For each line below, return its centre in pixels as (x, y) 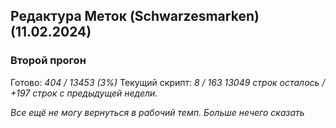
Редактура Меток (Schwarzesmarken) (135, 16)
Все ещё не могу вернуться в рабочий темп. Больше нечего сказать (157, 112)
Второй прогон (48, 61)
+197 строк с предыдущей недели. (84, 93)
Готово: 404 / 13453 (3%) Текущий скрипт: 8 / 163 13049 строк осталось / (168, 82)
